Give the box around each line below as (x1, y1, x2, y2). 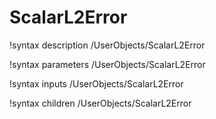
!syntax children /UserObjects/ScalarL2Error (9, 97, 192, 109)
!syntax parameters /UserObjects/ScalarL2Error (9, 58, 206, 70)
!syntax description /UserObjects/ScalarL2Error (9, 39, 206, 51)
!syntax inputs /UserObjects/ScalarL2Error (9, 77, 184, 90)
